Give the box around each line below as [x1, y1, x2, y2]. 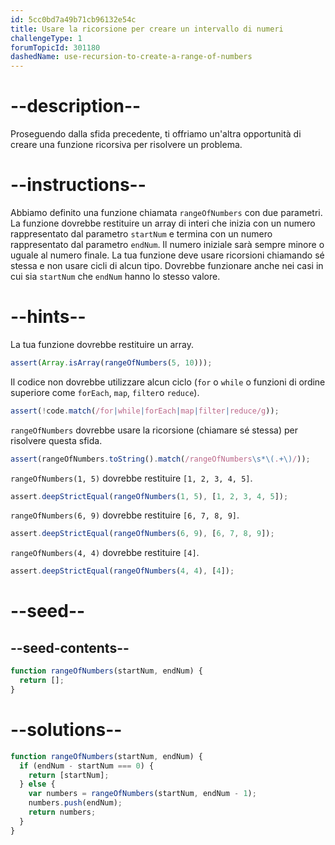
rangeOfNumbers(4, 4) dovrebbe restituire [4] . [10, 547, 200, 559]
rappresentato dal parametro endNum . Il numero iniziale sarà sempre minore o [10, 239, 325, 250]
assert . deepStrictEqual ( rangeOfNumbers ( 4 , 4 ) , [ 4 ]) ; [10, 566, 235, 576]
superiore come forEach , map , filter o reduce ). [10, 386, 200, 398]
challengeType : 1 [10, 33, 83, 43]
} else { [19, 779, 56, 790]
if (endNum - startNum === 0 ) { [19, 761, 155, 771]
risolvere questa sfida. [10, 434, 103, 446]
